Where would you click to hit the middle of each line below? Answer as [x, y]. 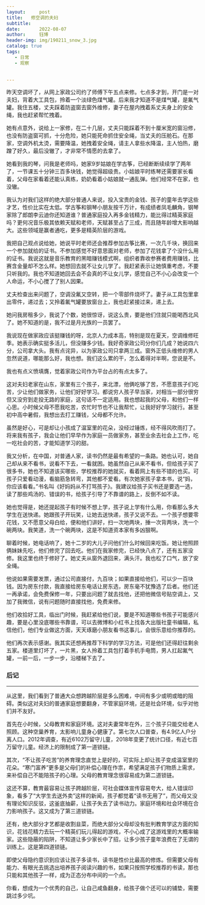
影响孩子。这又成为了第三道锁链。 [54, 811]
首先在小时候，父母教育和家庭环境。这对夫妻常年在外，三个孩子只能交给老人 [103, 724]
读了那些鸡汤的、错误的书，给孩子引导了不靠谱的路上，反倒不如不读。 [95, 494]
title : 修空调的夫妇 [32, 18]
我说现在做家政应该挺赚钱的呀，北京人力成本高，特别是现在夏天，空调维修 [100, 336]
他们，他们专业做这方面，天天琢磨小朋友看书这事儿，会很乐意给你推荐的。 [105, 630]
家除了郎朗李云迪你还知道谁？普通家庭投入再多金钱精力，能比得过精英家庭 [100, 215]
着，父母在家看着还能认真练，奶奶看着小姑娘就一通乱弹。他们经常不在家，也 [103, 179]
